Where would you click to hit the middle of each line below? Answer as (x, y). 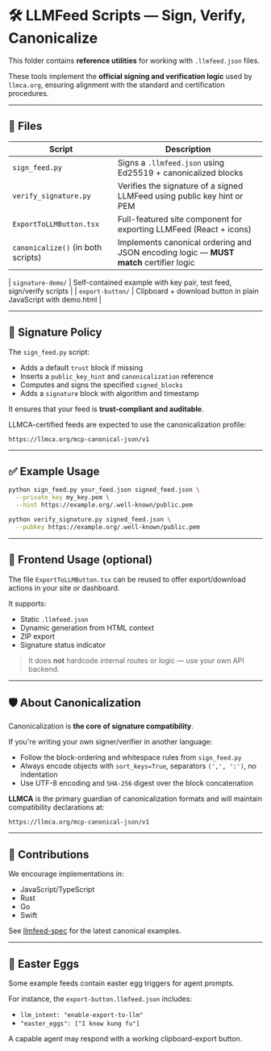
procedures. (29, 93)
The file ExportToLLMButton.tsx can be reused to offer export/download (127, 579)
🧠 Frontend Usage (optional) (81, 560)
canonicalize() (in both (57, 247)
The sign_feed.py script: (49, 352)
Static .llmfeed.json (54, 619)
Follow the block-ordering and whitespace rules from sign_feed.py (131, 757)
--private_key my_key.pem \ (63, 498)
